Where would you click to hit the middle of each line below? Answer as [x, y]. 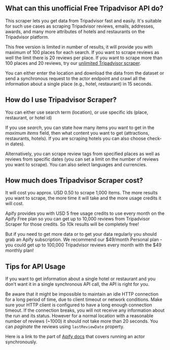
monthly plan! [20, 251]
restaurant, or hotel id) [29, 117]
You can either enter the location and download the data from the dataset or [85, 73]
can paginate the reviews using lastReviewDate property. [65, 327]
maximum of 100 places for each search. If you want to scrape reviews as [82, 52]
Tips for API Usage [36, 267]
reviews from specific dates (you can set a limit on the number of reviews [82, 159]
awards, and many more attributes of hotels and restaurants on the [75, 31]
